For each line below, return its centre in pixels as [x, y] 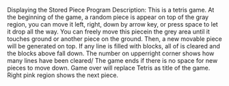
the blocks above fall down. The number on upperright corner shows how [111, 53]
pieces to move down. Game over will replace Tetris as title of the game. [109, 68]
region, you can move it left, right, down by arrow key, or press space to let [113, 24]
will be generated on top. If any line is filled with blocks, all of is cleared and [113, 46]
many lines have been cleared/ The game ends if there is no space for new [112, 60]
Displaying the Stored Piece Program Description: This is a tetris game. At [111, 10]
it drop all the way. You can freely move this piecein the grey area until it [108, 31]
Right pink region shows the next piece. [63, 75]
